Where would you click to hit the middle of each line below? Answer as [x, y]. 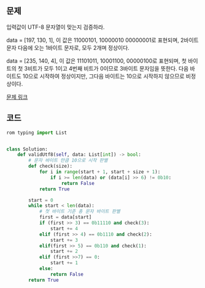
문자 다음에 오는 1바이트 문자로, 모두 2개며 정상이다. [68, 47]
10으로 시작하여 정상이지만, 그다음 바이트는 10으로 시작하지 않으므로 [103, 76]
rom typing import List [37, 133]
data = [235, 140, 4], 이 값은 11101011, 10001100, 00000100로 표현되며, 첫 [97, 61]
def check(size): [50, 166]
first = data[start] [65, 217]
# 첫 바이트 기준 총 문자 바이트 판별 [80, 212]
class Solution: [27, 149]
